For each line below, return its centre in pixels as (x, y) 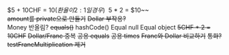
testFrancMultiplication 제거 (47, 44)
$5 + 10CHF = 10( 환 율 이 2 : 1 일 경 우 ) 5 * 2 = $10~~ (78, 10)
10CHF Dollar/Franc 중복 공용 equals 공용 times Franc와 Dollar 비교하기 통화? (114, 36)
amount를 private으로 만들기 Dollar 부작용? (67, 19)
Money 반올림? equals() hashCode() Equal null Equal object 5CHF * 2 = (109, 27)
